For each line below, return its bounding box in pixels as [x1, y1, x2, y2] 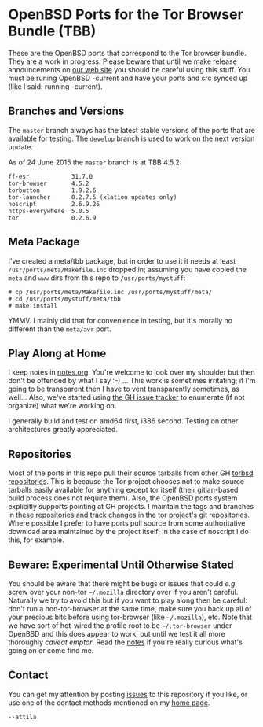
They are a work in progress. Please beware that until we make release [8, 57, 237, 66]
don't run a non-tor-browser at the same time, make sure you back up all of [8, 604, 252, 613]
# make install [8, 301, 58, 310]
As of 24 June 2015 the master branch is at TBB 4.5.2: [8, 157, 182, 167]
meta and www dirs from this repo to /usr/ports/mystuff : [8, 273, 186, 282]
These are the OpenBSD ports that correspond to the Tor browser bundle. [8, 48, 247, 57]
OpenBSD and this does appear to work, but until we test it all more [8, 629, 225, 638]
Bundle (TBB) [8, 22, 97, 40]
